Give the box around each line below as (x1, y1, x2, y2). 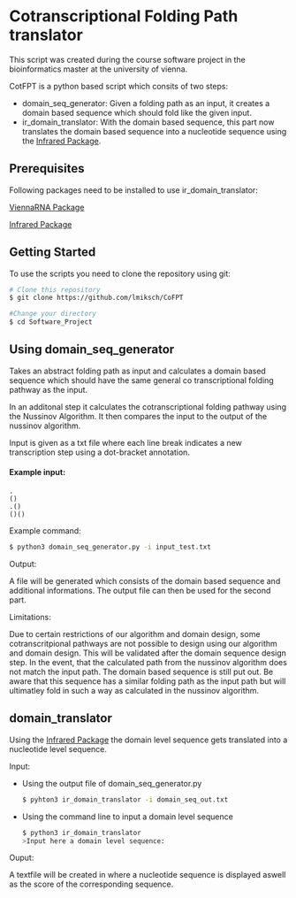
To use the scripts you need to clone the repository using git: (9, 268, 231, 279)
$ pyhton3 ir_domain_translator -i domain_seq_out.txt (21, 794, 229, 804)
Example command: (9, 526, 81, 536)
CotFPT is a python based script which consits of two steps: (9, 81, 229, 91)
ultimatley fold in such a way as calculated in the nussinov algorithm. (9, 685, 259, 695)
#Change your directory (9, 310, 97, 319)
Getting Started (9, 245, 96, 260)
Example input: (9, 467, 66, 478)
